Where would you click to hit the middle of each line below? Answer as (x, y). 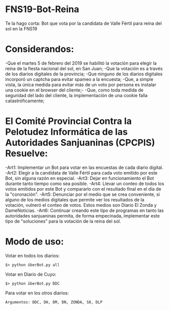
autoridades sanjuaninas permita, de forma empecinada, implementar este (82, 215)
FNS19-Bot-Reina (42, 9)
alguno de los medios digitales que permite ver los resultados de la (75, 200)
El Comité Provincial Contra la (69, 121)
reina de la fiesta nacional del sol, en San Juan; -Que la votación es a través (84, 68)
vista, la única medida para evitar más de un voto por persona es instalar (81, 84)
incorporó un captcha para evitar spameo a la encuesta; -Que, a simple (79, 79)
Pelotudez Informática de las (66, 132)
